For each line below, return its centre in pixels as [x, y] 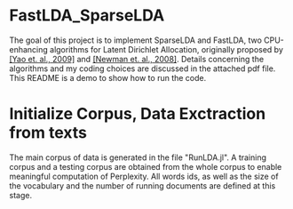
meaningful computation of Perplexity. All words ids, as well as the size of [144, 176]
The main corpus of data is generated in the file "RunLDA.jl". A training [138, 157]
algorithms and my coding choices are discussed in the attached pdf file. [143, 68]
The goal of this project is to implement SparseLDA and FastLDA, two [135, 40]
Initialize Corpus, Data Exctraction [138, 114]
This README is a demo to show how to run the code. [108, 77]
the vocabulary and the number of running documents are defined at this [143, 185]
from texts [48, 133]
